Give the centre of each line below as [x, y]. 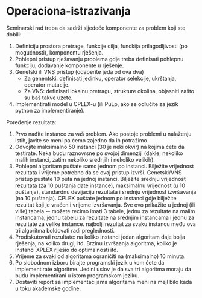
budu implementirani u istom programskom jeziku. [77, 275]
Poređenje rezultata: [31, 122]
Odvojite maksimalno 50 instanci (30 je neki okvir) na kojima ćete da [100, 147]
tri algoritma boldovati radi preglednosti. [65, 230]
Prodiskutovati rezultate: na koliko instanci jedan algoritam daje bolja [100, 237]
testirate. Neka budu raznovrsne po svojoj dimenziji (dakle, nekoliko [99, 153]
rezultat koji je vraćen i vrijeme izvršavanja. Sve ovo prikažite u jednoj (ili [105, 205]
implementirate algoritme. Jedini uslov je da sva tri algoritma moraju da [103, 269]
